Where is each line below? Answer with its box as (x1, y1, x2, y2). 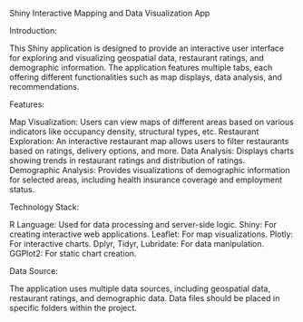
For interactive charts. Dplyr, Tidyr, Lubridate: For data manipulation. (9, 239, 265, 249)
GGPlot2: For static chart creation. (9, 249, 137, 259)
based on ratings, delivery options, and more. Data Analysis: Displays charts (9, 145, 295, 156)
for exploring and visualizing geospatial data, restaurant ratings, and (9, 53, 265, 63)
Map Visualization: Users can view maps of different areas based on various (9, 117, 295, 127)
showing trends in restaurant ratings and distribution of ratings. (9, 155, 246, 166)
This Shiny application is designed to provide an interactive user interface (9, 43, 285, 54)
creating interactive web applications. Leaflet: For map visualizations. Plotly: (9, 229, 293, 239)
